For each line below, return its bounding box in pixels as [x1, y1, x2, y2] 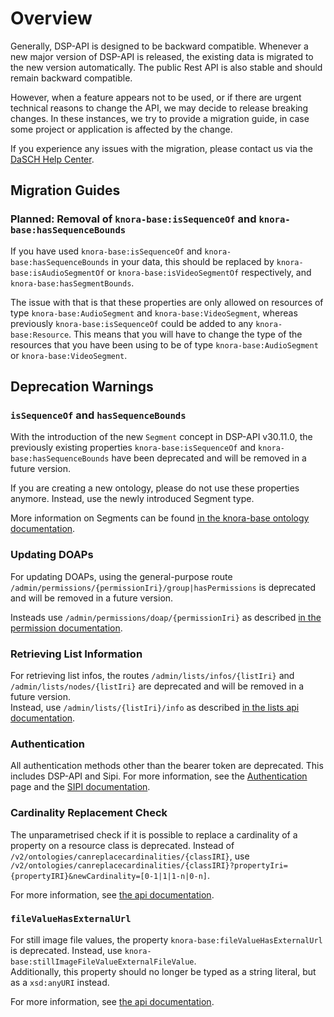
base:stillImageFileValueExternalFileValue [10, 957, 195, 967]
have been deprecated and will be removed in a [111, 452, 307, 464]
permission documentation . [10, 622, 123, 634]
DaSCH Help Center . [10, 153, 95, 165]
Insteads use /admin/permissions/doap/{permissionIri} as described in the [10, 611, 322, 623]
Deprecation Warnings [10, 378, 154, 396]
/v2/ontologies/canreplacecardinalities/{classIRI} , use [10, 850, 250, 862]
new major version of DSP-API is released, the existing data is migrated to [10, 50, 314, 62]
